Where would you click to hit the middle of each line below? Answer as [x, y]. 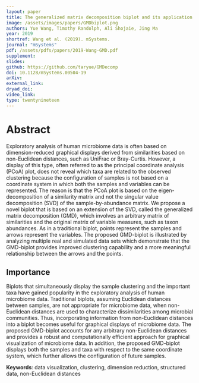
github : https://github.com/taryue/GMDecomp [62, 67]
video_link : [21, 95]
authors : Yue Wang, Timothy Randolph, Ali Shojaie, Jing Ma [82, 28]
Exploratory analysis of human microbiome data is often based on [87, 146]
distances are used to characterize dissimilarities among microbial [113, 312]
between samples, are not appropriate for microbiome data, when [86, 305]
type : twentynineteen [33, 100]
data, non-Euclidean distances [44, 374]
